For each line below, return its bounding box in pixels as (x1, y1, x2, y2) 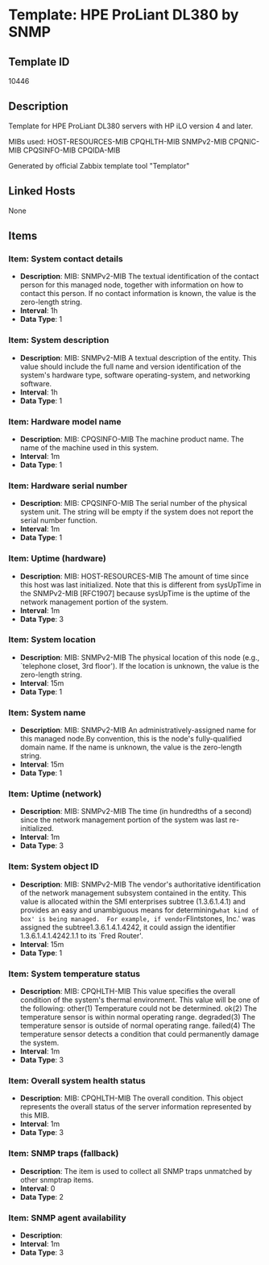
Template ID (8, 55, 70, 69)
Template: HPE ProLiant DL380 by (8, 6, 239, 24)
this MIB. (19, 1111, 50, 1121)
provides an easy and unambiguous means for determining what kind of (19, 905, 259, 915)
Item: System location (8, 634, 97, 645)
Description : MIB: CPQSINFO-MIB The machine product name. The (19, 434, 244, 444)
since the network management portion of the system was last (19, 815, 228, 825)
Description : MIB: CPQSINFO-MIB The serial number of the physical (19, 499, 247, 508)
